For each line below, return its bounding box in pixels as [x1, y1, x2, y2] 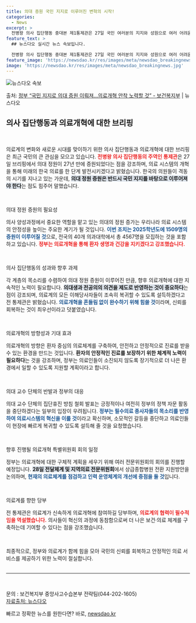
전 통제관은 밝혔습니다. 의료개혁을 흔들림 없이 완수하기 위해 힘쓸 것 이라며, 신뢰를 [6, 299, 187, 306]
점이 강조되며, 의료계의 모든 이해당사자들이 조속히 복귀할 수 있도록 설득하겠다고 [6, 291, 185, 298]
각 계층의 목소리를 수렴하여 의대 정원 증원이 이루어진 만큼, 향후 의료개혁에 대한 [6, 277, 184, 284]
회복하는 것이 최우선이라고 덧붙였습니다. [6, 306, 97, 313]
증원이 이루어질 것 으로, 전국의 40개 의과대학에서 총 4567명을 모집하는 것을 [6, 233, 176, 240]
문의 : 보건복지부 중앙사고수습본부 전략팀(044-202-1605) [6, 590, 137, 597]
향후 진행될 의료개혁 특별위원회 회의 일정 [6, 446, 98, 453]
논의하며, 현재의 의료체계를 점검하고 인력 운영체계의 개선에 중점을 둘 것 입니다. [6, 473, 180, 480]
